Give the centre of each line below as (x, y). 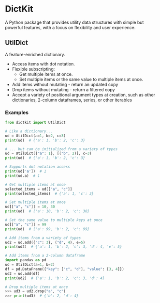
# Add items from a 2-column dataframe (45, 255)
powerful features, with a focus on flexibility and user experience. (70, 27)
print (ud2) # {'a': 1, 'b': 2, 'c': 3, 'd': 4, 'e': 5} (64, 247)
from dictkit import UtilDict (36, 123)
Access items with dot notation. (43, 64)
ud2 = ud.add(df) (22, 273)
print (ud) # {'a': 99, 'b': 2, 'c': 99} (47, 229)
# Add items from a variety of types (43, 238)
